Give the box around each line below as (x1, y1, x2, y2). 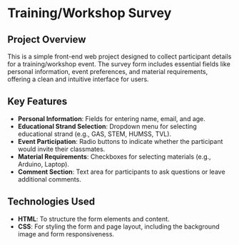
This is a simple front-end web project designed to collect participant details (7, 52, 232, 61)
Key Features (7, 95, 68, 108)
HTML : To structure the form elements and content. (17, 214, 170, 223)
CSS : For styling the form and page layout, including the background (17, 222, 220, 231)
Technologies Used (7, 196, 95, 208)
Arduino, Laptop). (17, 160, 70, 168)
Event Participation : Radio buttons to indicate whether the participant (17, 137, 223, 145)
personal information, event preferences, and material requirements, (7, 68, 208, 75)
